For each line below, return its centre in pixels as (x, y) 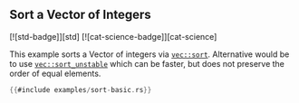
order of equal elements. (55, 73)
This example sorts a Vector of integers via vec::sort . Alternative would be (149, 54)
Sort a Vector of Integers (80, 15)
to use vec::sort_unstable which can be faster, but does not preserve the (147, 63)
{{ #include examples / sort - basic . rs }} (81, 89)
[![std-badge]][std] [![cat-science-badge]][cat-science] (113, 36)
